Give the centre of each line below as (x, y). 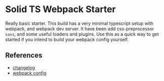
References (24, 55)
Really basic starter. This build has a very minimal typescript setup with (79, 23)
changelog (24, 67)
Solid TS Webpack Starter (60, 9)
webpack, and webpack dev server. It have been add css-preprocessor (80, 28)
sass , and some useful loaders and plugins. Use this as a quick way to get (82, 34)
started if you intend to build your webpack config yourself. (67, 39)
